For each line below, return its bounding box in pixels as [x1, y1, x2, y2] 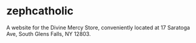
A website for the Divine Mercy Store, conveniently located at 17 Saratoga [6, 24, 190, 31]
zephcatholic [6, 4, 74, 18]
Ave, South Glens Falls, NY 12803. [6, 30, 91, 37]
